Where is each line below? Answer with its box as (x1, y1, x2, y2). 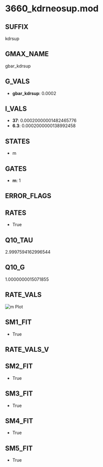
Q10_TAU (5, 236, 34, 244)
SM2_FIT (5, 362, 33, 370)
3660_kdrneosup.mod (5, 3, 99, 14)
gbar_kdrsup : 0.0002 (12, 90, 57, 96)
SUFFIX (5, 23, 29, 31)
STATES (5, 137, 31, 145)
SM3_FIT (5, 390, 33, 398)
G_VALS (5, 77, 30, 86)
